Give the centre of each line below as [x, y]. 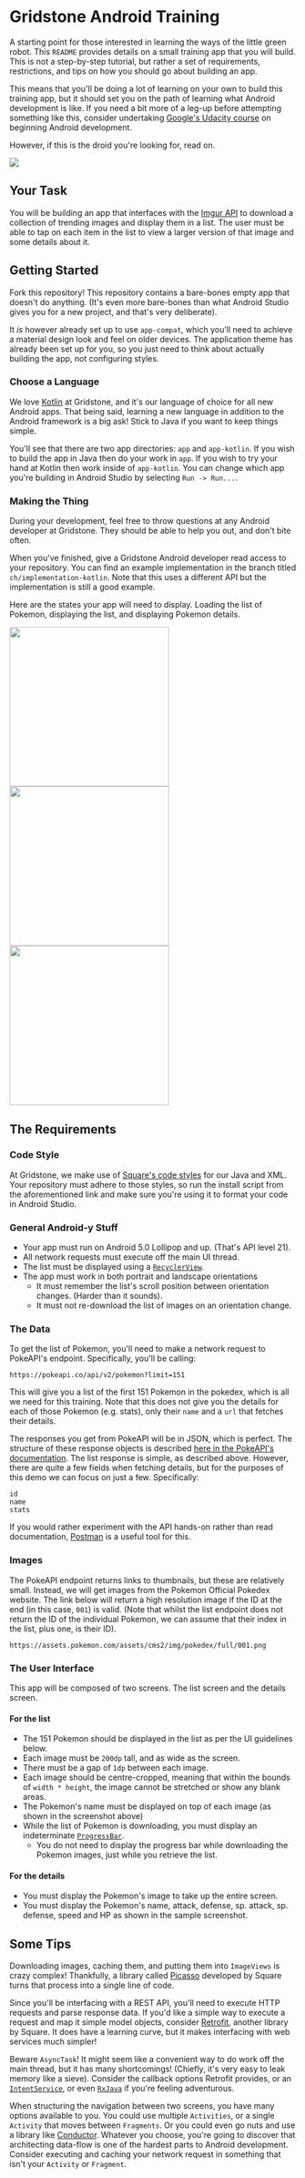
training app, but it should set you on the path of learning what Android [142, 98]
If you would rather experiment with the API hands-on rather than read [141, 1527]
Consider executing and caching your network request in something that [145, 2154]
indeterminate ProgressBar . [73, 1835]
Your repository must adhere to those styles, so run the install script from [147, 1184]
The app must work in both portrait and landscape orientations [140, 1276]
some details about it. [50, 241]
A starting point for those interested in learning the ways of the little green [148, 42]
